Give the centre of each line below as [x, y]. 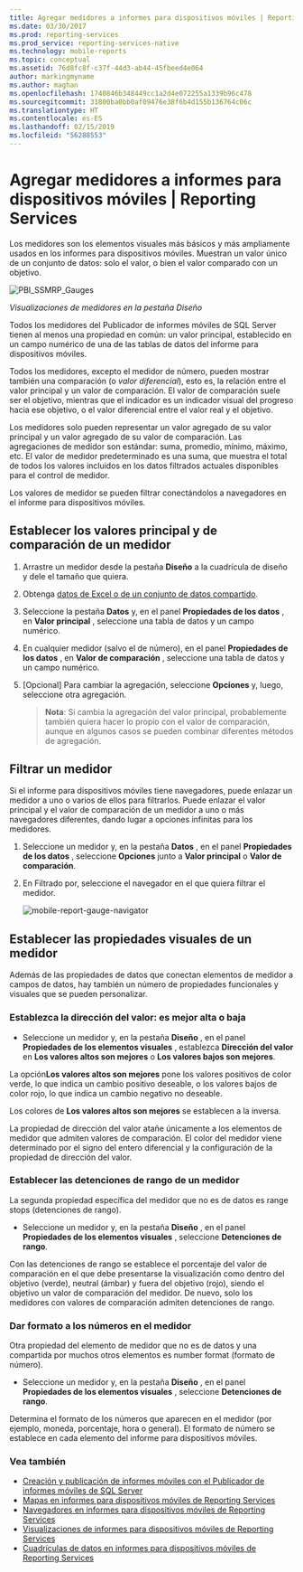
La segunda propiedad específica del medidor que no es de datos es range [149, 1200]
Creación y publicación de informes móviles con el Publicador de [143, 1481]
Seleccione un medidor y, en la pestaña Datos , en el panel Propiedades [157, 847]
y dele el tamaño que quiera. [75, 576]
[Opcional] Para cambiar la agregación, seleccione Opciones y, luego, [153, 684]
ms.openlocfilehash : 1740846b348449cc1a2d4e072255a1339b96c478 [131, 93]
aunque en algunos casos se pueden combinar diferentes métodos [169, 731]
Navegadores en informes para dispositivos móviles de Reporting [144, 1510]
